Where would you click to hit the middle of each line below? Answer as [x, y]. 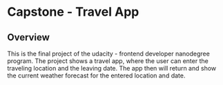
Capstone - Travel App [73, 12]
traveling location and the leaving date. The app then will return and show [112, 68]
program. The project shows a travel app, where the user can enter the [108, 61]
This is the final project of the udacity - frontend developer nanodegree [109, 53]
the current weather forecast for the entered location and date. [96, 75]
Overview [29, 37]
